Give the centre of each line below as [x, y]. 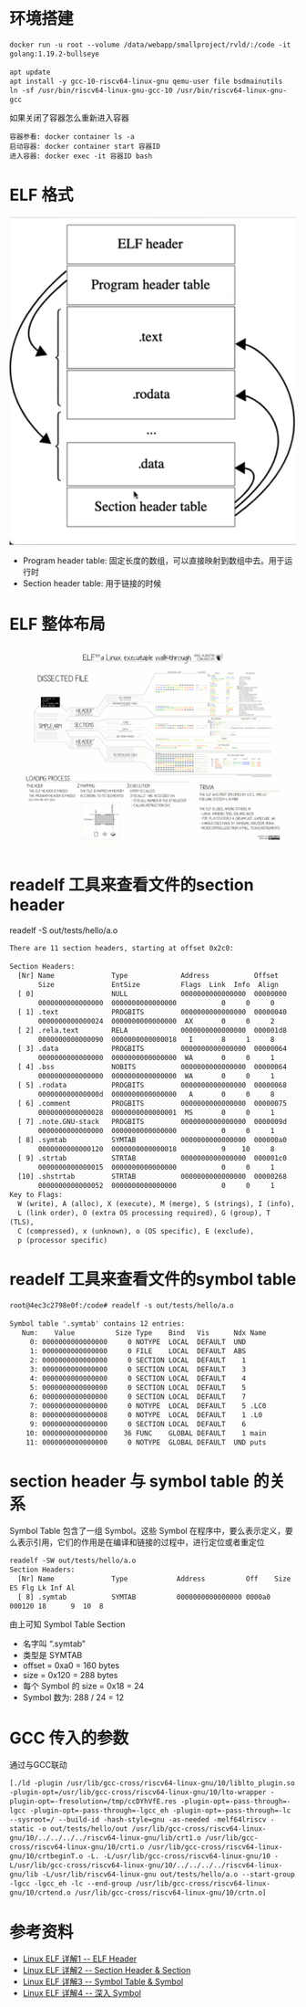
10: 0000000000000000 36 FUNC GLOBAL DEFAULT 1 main [146, 1433]
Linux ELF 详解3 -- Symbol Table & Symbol [103, 1981]
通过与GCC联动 [38, 1765]
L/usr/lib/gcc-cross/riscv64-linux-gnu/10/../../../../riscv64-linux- [146, 1865]
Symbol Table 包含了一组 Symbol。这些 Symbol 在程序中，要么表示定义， [148, 1531]
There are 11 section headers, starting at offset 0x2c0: [122, 948]
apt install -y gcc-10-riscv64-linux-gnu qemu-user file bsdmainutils [146, 81]
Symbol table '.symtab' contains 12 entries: [97, 1324]
